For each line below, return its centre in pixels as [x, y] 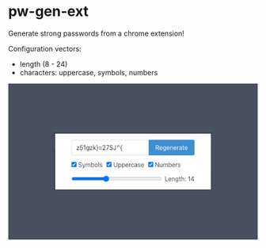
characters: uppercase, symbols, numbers [89, 72]
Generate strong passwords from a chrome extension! [96, 33]
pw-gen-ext [49, 11]
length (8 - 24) [44, 64]
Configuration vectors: [45, 48]
